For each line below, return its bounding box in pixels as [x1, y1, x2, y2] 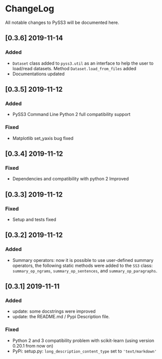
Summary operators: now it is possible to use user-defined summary [12, 257, 154, 263]
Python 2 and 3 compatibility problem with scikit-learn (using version [12, 337, 155, 344]
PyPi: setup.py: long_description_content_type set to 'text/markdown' [12, 348, 157, 354]
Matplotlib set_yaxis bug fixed [12, 135, 74, 141]
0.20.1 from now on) [12, 343, 54, 349]
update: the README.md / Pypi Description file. [12, 314, 110, 320]
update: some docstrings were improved [12, 308, 96, 314]
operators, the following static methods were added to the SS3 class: [12, 262, 153, 268]
